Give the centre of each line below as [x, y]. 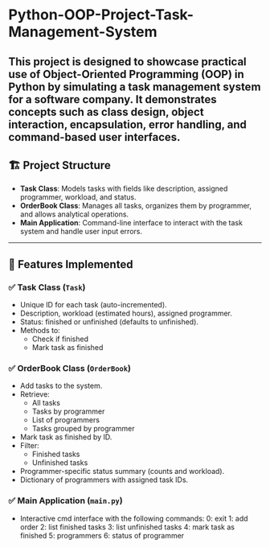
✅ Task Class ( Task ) [47, 287]
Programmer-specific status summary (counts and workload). [122, 472]
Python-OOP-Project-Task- [101, 15]
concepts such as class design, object [106, 111]
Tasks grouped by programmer [83, 429]
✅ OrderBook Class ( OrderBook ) [70, 368]
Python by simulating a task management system [135, 87]
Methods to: [40, 331]
